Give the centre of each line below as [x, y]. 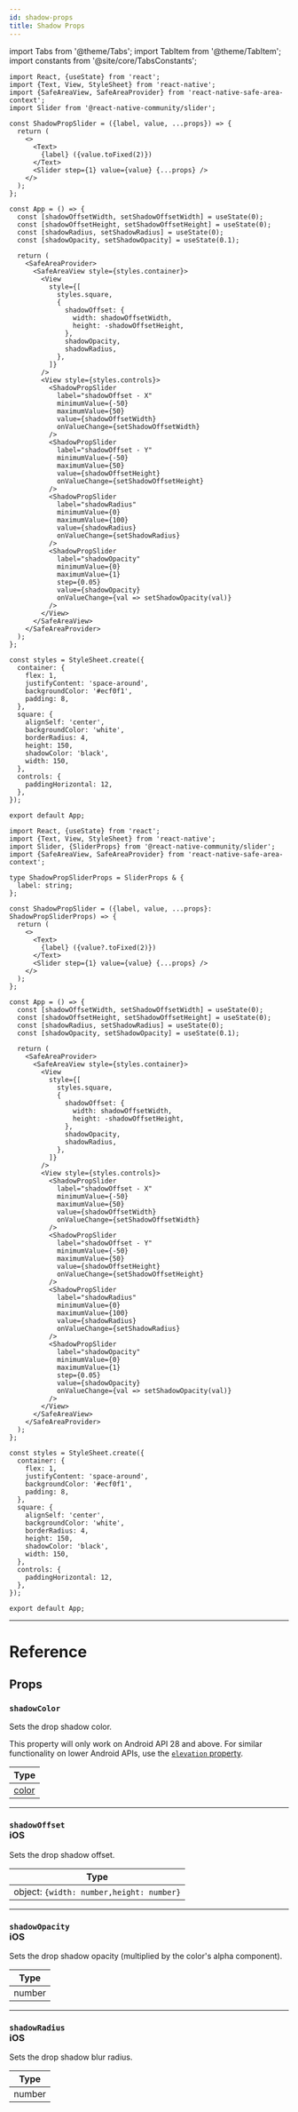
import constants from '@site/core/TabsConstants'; [103, 60]
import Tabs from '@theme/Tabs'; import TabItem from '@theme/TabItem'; [145, 51]
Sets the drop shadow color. [61, 1727]
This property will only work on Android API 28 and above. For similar [136, 1744]
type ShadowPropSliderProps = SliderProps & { [97, 877]
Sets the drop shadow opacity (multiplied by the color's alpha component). [146, 1956]
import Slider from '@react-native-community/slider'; [113, 108]
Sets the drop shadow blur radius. [71, 2057]
